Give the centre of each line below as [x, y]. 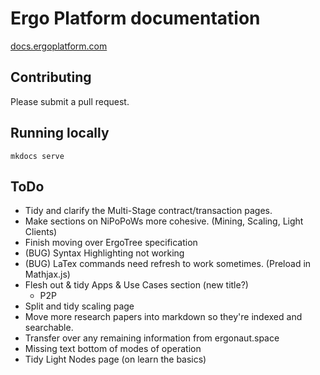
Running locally [60, 133]
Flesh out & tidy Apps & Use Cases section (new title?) [136, 285]
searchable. [49, 328]
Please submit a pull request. [70, 101]
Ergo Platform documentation [135, 18]
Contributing [51, 77]
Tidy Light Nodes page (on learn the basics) [115, 359]
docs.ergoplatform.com [59, 46]
